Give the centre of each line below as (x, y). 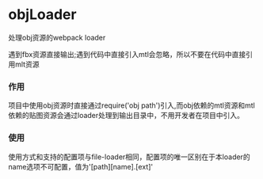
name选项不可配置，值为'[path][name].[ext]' (80, 166)
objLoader (42, 15)
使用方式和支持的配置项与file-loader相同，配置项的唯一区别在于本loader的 (130, 157)
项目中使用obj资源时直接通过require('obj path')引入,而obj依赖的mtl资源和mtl (131, 105)
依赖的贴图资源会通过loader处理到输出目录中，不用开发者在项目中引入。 (126, 116)
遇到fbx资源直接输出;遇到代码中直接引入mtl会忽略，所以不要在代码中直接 (127, 54)
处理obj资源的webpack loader (57, 37)
